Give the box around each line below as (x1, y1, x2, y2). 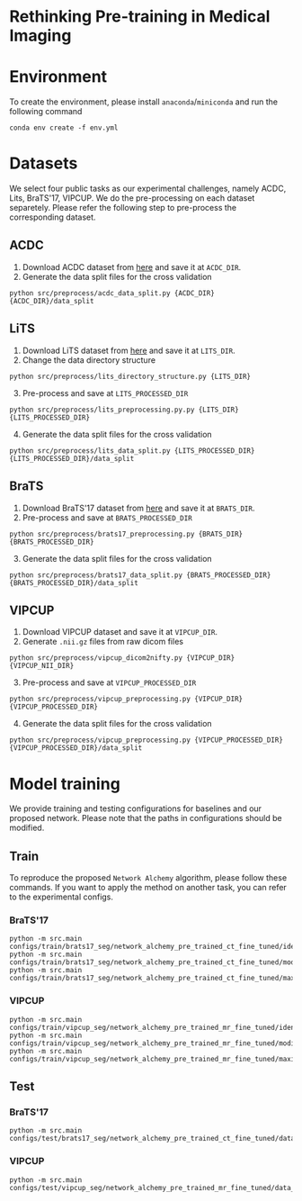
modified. (9, 822, 45, 834)
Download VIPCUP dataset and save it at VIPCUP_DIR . (22, 627, 218, 637)
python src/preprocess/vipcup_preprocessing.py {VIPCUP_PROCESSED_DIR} (9, 736, 283, 745)
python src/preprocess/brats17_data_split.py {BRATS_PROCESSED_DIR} (9, 570, 271, 580)
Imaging (9, 25, 72, 46)
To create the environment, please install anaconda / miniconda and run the (9, 96, 279, 107)
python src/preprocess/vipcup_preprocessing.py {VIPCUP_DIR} (9, 695, 244, 704)
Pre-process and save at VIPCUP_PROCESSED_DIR (22, 677, 197, 688)
